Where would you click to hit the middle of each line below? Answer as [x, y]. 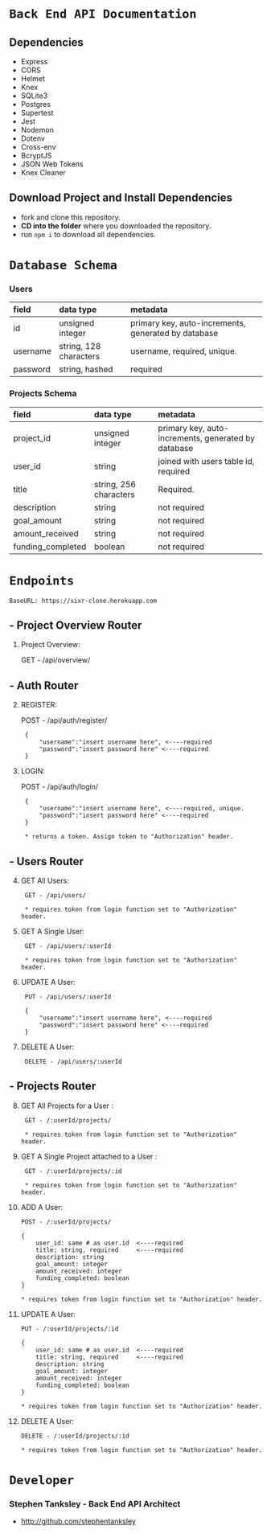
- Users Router [46, 861]
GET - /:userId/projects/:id [74, 1171]
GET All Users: [45, 880]
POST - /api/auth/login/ [60, 787]
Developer [42, 1480]
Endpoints [42, 581]
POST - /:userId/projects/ [66, 1222]
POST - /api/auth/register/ [64, 720]
